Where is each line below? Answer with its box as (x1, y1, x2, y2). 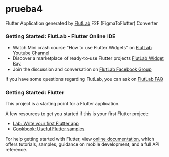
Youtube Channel (12, 50, 50, 56)
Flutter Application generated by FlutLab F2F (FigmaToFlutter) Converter (5, 20, 158, 26)
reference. (5, 146, 27, 152)
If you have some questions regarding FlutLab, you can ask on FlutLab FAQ (5, 76, 164, 82)
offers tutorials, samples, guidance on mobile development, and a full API (5, 141, 160, 147)
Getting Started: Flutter (5, 89, 65, 96)
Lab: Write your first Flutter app (12, 120, 79, 126)
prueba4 (5, 3, 43, 15)
